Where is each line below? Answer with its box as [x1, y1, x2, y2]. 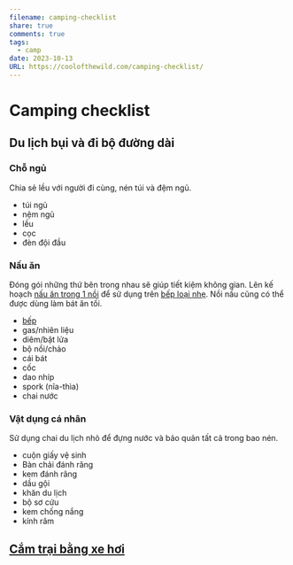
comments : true [9, 29, 66, 38]
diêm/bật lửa [21, 334, 69, 345]
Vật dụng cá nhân [9, 413, 87, 425]
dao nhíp [21, 372, 55, 383]
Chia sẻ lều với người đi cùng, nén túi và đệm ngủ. [9, 182, 192, 193]
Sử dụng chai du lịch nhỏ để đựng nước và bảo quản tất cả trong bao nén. [9, 433, 279, 444]
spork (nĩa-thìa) [21, 382, 80, 392]
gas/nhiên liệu [21, 325, 74, 336]
